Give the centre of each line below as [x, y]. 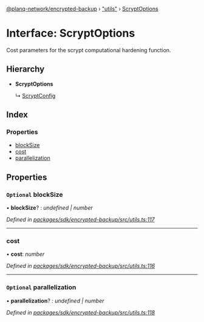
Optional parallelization [41, 287]
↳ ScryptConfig [35, 95]
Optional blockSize [35, 194]
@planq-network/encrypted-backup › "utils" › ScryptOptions [83, 9]
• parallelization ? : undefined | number [55, 301]
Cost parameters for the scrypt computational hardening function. [89, 50]
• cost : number [25, 254]
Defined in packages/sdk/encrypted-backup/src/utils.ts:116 [81, 266]
